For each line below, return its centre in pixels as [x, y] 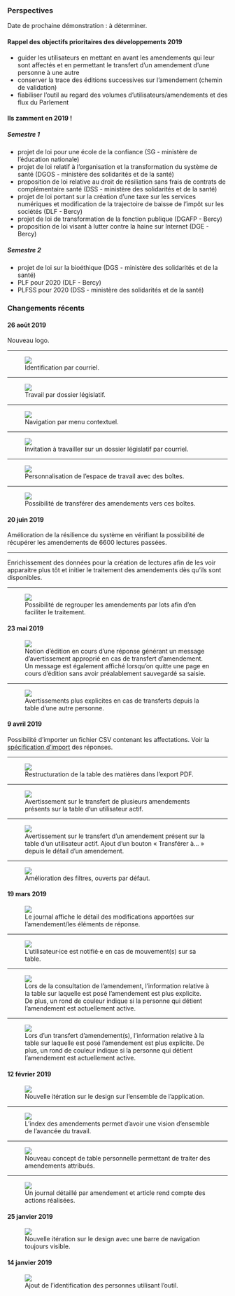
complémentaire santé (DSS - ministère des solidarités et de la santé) [117, 189]
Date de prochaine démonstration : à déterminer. [77, 26]
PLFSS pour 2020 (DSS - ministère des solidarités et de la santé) [111, 290]
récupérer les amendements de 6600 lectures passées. [87, 543]
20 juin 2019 [26, 519]
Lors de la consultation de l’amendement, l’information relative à [117, 986]
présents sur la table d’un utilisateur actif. [84, 809]
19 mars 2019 [27, 894]
